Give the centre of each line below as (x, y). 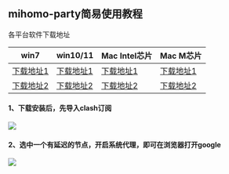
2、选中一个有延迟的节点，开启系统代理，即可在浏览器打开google (114, 144)
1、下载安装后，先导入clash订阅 (60, 108)
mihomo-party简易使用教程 (76, 14)
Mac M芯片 (181, 56)
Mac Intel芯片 (127, 56)
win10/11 (75, 55)
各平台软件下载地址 (39, 34)
